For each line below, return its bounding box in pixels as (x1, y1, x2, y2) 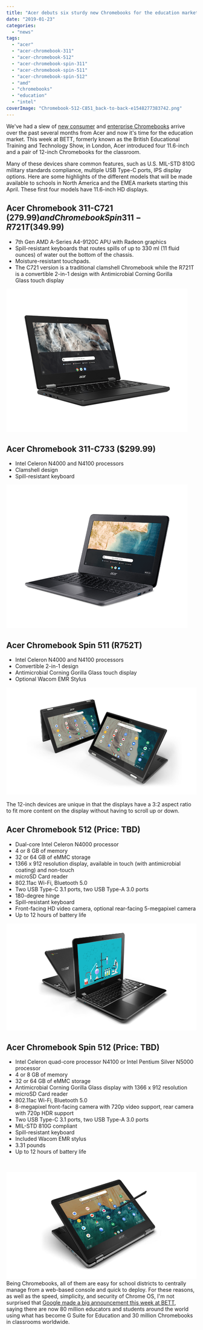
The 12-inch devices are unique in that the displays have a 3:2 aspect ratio (6, 800, 192, 808)
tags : (6, 35, 20, 42)
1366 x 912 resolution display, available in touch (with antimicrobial (14, 859, 181, 867)
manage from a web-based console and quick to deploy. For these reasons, (6, 1287, 195, 1294)
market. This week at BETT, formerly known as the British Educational (6, 135, 180, 143)
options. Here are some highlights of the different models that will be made (6, 173, 193, 180)
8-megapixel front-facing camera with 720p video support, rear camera (14, 1103, 194, 1111)
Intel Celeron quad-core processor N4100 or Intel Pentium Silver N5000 (14, 1058, 194, 1065)
